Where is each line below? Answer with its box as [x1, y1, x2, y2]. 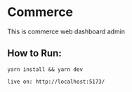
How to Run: [7, 47, 62, 59]
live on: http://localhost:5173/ [7, 78, 105, 85]
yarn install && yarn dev [7, 66, 83, 73]
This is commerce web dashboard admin [7, 27, 125, 36]
